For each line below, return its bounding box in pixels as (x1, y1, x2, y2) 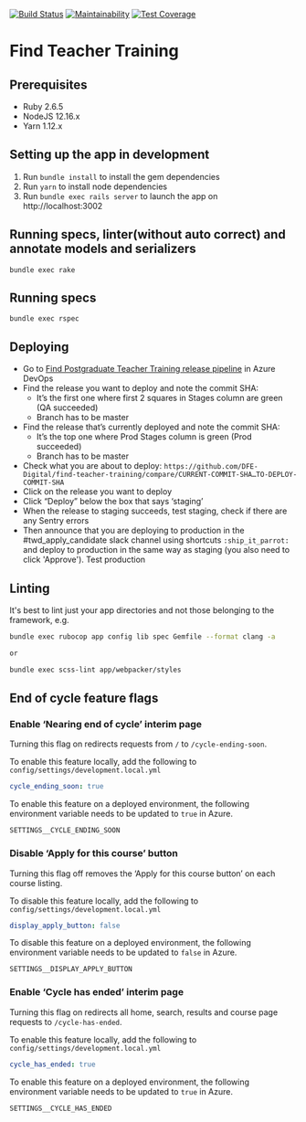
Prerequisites (9, 77, 88, 92)
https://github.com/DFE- (164, 462, 259, 471)
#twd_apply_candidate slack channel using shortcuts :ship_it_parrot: (22, 535, 290, 545)
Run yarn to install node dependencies (22, 181, 167, 192)
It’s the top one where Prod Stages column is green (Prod (36, 431, 253, 442)
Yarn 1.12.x (22, 121, 63, 132)
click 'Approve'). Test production (22, 554, 146, 566)
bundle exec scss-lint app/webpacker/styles (9, 665, 182, 674)
